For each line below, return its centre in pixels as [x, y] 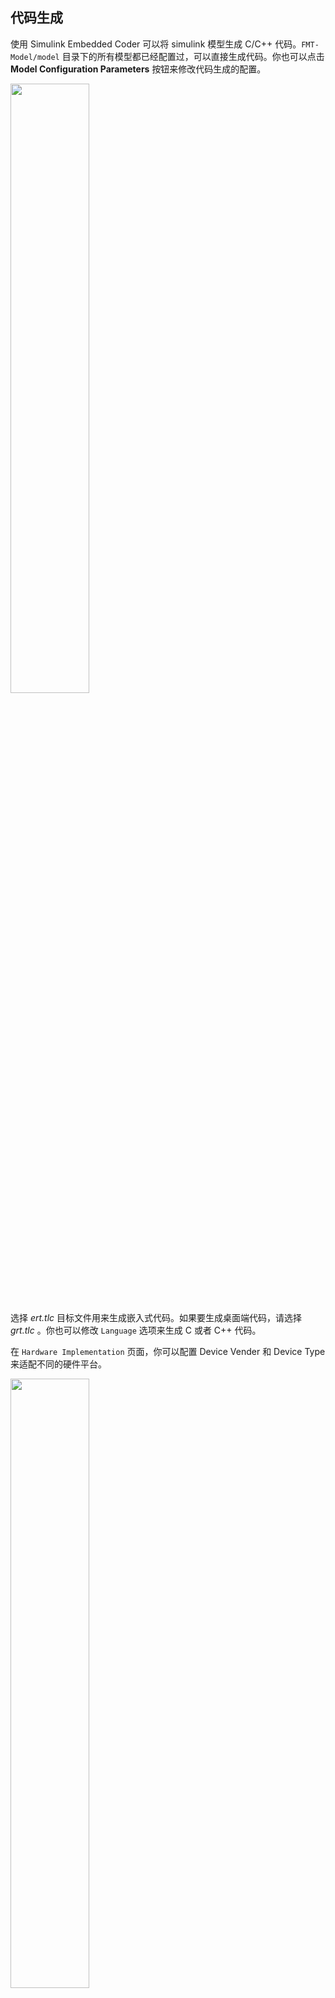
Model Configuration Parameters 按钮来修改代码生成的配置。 [138, 69]
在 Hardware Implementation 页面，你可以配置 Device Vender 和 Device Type [168, 1351]
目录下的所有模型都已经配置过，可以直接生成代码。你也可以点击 [193, 56]
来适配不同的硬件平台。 [58, 1364]
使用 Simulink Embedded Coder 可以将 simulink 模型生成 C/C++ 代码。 [156, 44]
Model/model [35, 57]
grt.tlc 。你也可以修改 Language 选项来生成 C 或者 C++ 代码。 [136, 1330]
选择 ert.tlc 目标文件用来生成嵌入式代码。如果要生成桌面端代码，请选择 [156, 1317]
